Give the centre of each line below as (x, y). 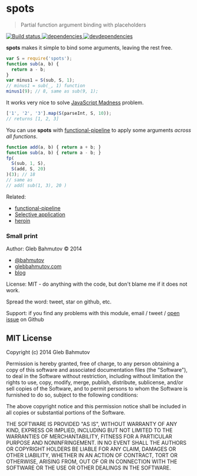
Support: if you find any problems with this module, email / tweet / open (93, 313)
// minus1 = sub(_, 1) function (46, 86)
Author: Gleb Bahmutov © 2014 (44, 249)
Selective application (40, 214)
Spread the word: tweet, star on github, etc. (59, 302)
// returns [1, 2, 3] (33, 119)
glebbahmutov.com (38, 266)
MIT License (29, 338)
